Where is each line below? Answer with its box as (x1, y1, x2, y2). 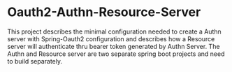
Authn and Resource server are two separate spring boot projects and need (7, 50, 225, 58)
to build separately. (7, 57, 63, 65)
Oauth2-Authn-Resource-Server (7, 4, 201, 20)
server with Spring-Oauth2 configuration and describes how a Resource (7, 34, 215, 43)
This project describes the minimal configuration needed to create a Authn (7, 27, 222, 36)
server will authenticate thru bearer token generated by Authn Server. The (7, 42, 220, 50)
